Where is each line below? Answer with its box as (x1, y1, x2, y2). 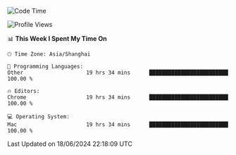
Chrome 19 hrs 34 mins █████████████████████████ (7, 94, 229, 101)
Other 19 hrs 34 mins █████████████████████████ (7, 69, 229, 76)
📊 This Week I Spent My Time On (7, 35, 107, 42)
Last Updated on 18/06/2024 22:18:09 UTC (7, 139, 132, 148)
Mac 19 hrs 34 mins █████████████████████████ (7, 121, 229, 128)
